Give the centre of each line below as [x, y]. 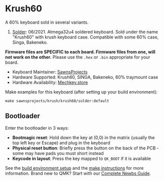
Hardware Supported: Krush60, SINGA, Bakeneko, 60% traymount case [85, 77]
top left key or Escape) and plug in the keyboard [61, 143]
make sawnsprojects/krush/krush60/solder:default [57, 101]
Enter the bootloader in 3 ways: [37, 128]
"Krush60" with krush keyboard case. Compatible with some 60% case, [85, 37]
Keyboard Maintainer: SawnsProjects [50, 72]
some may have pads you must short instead [58, 153]
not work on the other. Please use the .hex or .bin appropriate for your [78, 57]
